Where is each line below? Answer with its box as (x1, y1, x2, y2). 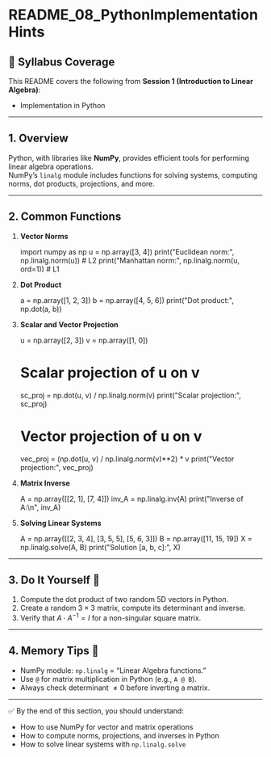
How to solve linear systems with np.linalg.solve (19, 739, 186, 749)
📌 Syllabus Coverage (8, 55, 115, 69)
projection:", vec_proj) (19, 462, 94, 472)
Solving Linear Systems (19, 518, 102, 528)
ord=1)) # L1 (19, 264, 60, 274)
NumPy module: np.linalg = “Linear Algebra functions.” (19, 665, 206, 675)
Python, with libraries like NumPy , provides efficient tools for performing (8, 153, 250, 162)
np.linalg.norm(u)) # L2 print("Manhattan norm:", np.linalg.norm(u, (19, 255, 240, 265)
